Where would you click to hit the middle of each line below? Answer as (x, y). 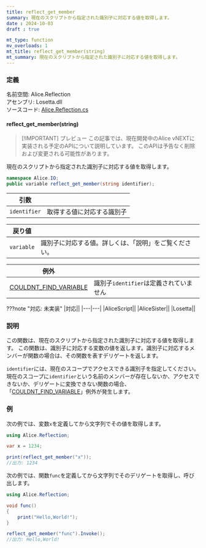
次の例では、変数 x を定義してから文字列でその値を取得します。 (85, 424)
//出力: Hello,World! (33, 539)
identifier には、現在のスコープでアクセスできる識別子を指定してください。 (103, 369)
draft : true (23, 29)
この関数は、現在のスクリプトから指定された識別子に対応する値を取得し (97, 340)
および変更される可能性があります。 (67, 154)
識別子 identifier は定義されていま (143, 283)
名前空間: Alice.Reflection (38, 94)
